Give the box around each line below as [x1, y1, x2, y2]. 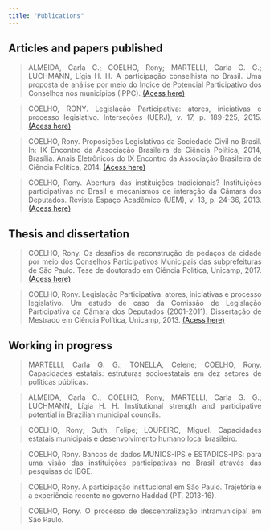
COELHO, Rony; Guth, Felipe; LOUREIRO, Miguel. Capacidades [27, 426, 262, 435]
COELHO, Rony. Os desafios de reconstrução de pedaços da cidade [27, 249, 262, 258]
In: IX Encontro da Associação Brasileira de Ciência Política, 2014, [27, 146, 262, 155]
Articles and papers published [8, 42, 163, 56]
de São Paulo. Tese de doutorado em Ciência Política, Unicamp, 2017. [27, 265, 262, 275]
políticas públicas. [27, 377, 88, 387]
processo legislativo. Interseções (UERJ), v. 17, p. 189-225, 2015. [27, 113, 262, 122]
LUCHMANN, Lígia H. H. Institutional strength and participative [27, 401, 262, 411]
